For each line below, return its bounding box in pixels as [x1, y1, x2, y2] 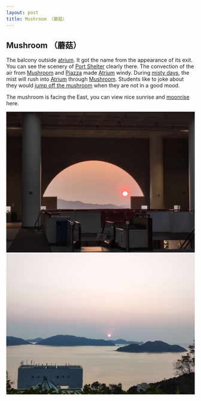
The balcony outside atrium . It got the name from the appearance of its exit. [6, 57, 193, 64]
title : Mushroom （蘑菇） [6, 16, 68, 22]
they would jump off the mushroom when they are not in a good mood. [6, 82, 180, 89]
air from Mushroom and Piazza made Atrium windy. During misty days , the [6, 69, 190, 76]
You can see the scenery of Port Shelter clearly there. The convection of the [6, 63, 194, 70]
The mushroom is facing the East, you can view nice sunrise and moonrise [6, 93, 190, 101]
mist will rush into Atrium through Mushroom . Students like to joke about [6, 75, 184, 83]
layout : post [6, 10, 39, 16]
